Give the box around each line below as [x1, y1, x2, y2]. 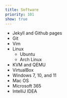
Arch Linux [19, 57, 42, 63]
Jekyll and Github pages [12, 30, 63, 36]
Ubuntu [19, 51, 35, 57]
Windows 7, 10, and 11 [12, 73, 57, 79]
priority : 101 [5, 12, 35, 17]
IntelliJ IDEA [12, 88, 37, 95]
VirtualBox [12, 67, 34, 73]
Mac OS [12, 78, 29, 84]
